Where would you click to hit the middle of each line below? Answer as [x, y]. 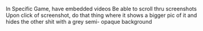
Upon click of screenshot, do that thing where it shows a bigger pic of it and [102, 15]
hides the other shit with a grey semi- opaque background [79, 22]
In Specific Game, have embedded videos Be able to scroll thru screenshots [101, 9]
